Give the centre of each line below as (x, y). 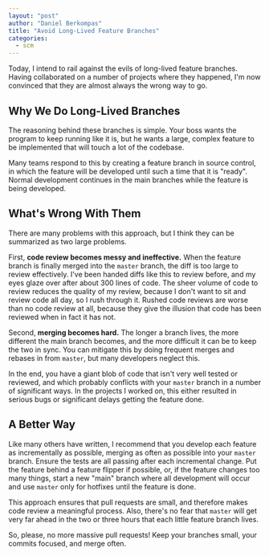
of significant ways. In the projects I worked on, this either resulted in (122, 390)
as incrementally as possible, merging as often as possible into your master (132, 452)
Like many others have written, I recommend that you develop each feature (132, 444)
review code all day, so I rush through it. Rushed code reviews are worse (128, 300)
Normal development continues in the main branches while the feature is (128, 180)
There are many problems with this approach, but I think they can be (121, 233)
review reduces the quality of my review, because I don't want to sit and (127, 291)
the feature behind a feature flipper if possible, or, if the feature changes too (134, 469)
